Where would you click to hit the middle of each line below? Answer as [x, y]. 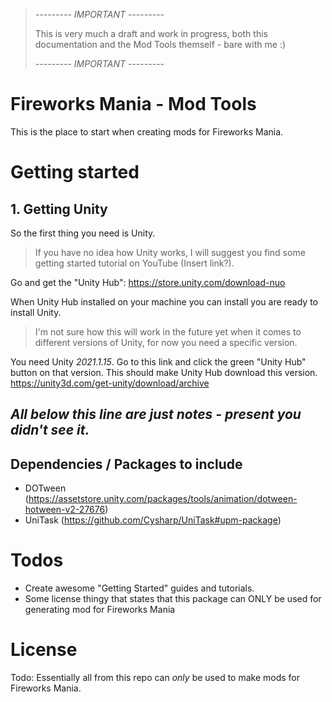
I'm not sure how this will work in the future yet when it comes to [168, 331]
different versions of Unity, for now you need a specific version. [166, 342]
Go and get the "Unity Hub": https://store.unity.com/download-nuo [148, 282]
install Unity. [36, 312]
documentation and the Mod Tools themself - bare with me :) [160, 44]
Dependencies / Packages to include [126, 464]
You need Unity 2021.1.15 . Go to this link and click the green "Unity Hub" [158, 361]
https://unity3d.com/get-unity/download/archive [110, 383]
